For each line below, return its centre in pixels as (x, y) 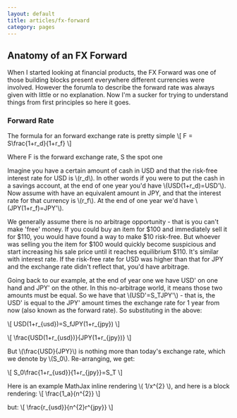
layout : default (31, 14)
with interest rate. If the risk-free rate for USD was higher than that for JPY (115, 259)
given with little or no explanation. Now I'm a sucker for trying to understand (118, 95)
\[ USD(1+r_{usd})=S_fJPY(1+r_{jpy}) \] (63, 324)
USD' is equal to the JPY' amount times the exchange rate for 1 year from (114, 303)
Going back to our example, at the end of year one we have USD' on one (113, 281)
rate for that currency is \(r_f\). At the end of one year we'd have (101, 201)
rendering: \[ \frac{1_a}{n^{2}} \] (54, 394)
